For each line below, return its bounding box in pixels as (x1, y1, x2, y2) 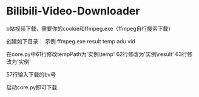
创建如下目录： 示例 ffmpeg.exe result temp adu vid (6, 37, 135, 45)
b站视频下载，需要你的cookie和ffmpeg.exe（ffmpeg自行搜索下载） (6, 25, 174, 32)
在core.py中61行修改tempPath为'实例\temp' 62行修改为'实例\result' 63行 (6, 50, 187, 58)
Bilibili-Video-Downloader (6, 4, 140, 18)
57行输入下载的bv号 (6, 70, 56, 78)
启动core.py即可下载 (6, 83, 58, 91)
